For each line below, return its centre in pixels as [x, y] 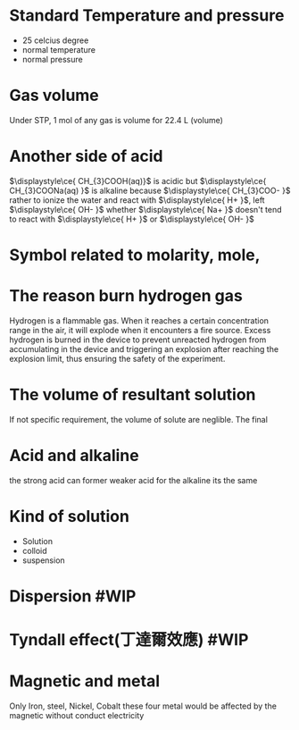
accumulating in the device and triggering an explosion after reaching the [144, 348]
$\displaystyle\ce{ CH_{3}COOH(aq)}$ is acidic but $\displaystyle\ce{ [138, 180]
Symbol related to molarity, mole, [135, 255]
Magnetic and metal [85, 681]
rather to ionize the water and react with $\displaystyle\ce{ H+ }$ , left [137, 200]
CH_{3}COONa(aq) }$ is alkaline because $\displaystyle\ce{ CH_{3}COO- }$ [150, 190]
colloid [34, 550]
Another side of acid [86, 156]
